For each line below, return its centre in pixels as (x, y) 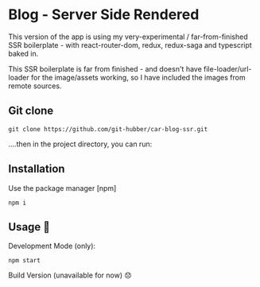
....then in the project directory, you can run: (80, 144)
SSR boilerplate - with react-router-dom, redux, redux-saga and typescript (130, 45)
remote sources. (35, 86)
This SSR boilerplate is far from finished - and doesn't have (105, 68)
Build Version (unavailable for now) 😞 (70, 275)
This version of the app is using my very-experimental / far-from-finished (128, 37)
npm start (25, 261)
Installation (37, 169)
